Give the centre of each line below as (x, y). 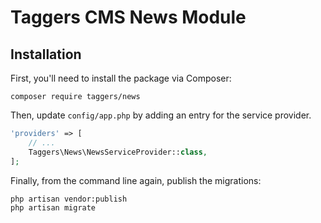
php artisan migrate (53, 207)
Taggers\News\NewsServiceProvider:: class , (118, 152)
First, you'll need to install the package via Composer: (121, 78)
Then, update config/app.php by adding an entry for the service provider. (161, 115)
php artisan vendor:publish (69, 199)
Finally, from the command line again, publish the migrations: (136, 180)
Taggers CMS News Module (128, 17)
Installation (46, 54)
